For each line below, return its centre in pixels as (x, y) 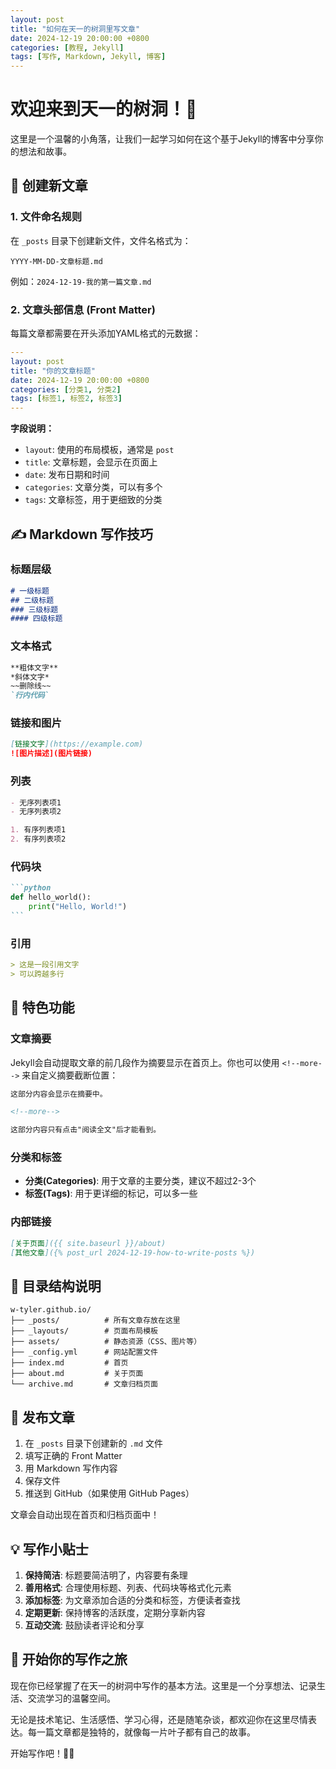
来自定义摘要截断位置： (70, 1075)
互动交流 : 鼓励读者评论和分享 (84, 1625)
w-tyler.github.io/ (51, 1310)
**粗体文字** (34, 667)
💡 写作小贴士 (49, 1549)
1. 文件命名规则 (46, 217)
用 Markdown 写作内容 (71, 1468)
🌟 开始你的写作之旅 (69, 1659)
